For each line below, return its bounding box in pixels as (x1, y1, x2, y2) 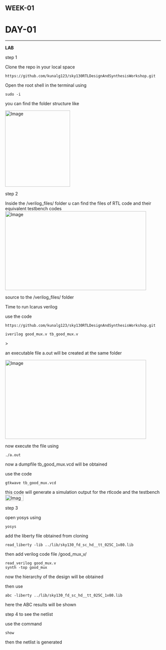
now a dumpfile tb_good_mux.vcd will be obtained (5, 461, 108, 468)
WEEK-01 (5, 4, 35, 12)
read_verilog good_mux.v (5, 561, 56, 566)
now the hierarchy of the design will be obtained (5, 574, 104, 580)
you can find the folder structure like (5, 101, 80, 107)
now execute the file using (5, 443, 59, 449)
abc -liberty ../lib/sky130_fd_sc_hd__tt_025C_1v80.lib (5, 593, 123, 598)
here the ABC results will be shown (5, 602, 77, 608)
